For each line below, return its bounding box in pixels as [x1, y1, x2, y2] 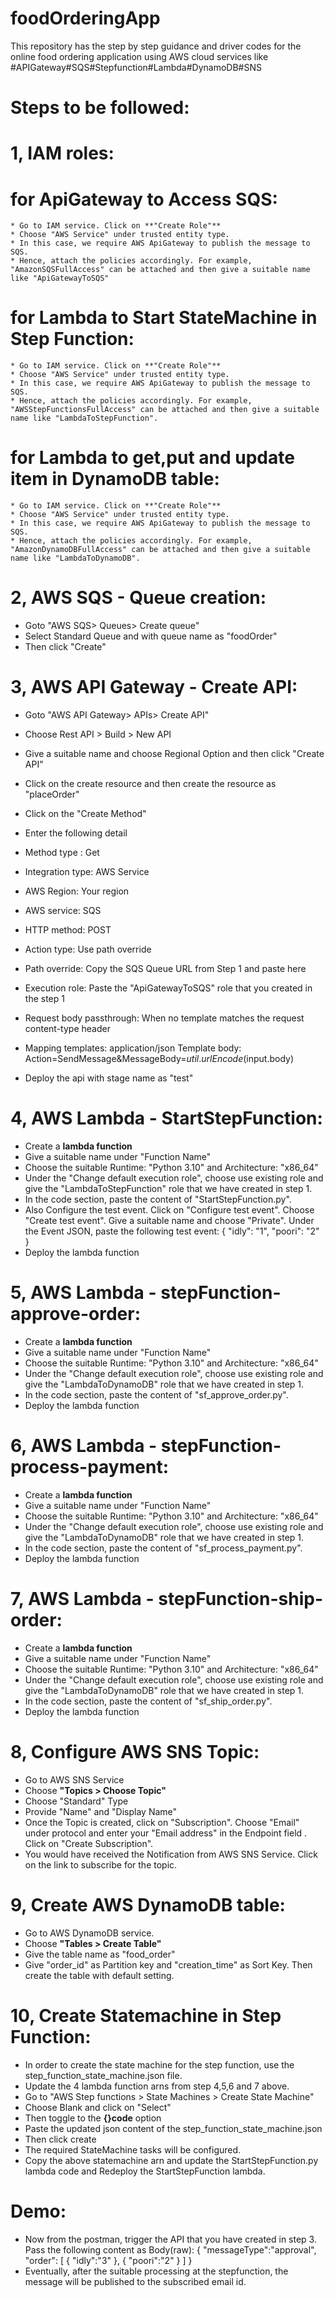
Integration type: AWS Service [24, 866, 150, 877]
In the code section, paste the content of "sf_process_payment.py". [24, 1542, 303, 1554]
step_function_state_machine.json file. [24, 2069, 183, 2081]
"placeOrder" [24, 788, 80, 800]
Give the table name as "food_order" [24, 1948, 176, 1960]
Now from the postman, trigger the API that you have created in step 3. [24, 2233, 317, 2245]
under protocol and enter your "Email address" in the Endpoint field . [24, 1827, 308, 1839]
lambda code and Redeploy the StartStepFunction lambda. [24, 2165, 266, 2177]
